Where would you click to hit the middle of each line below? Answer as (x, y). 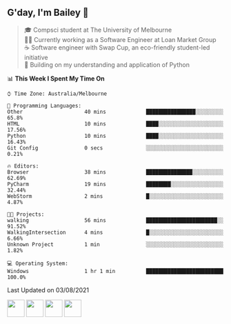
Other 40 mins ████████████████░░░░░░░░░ (115, 112)
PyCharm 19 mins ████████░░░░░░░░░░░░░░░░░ (115, 184)
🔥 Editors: (23, 166)
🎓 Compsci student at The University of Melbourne (98, 30)
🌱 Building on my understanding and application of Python (107, 64)
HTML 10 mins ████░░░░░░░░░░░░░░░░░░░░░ (115, 124)
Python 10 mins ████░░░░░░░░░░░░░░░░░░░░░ (115, 136)
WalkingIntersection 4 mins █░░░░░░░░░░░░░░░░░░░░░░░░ (115, 232)
